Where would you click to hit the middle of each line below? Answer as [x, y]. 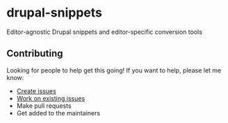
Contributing [35, 54]
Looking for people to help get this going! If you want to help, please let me [114, 70]
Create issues [36, 91]
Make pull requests [44, 106]
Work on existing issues [51, 98]
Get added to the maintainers [58, 113]
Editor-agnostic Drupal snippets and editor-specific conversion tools [105, 32]
